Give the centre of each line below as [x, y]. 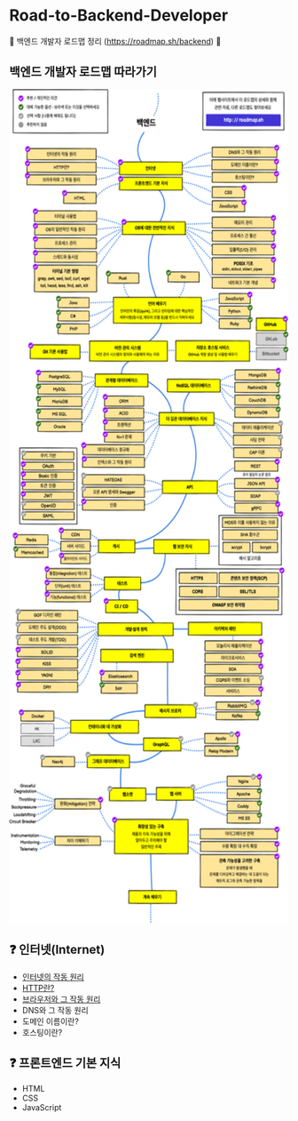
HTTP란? [38, 988]
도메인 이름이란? [51, 1021]
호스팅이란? [42, 1032]
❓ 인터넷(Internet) [57, 950]
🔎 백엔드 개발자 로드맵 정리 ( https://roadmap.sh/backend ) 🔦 [115, 41]
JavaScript [42, 1108]
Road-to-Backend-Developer [119, 16]
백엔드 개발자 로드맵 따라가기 [83, 72]
